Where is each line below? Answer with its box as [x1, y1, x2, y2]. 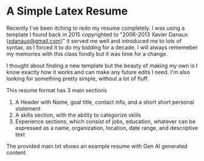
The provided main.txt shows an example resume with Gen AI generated [6, 142, 188, 149]
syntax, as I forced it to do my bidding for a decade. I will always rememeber [6, 44, 198, 51]
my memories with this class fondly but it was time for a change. [6, 50, 168, 57]
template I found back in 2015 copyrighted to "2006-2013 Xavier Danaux [6, 30, 188, 38]
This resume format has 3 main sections [6, 86, 107, 94]
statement [15, 104, 41, 112]
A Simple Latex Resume [6, 4, 128, 18]
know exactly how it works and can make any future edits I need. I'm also [6, 68, 191, 75]
